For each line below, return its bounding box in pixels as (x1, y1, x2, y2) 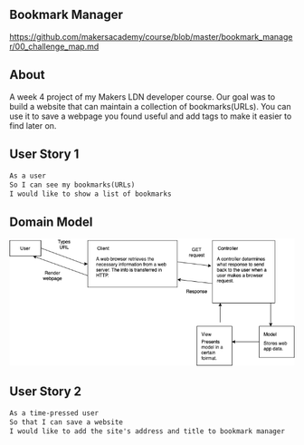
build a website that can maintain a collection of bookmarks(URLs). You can (9, 101, 291, 111)
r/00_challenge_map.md (9, 41, 100, 52)
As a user (9, 171, 47, 180)
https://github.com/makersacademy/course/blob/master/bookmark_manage (9, 31, 293, 42)
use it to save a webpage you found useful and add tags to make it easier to (9, 111, 292, 121)
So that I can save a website (9, 418, 124, 427)
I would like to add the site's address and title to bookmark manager (9, 427, 285, 436)
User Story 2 (9, 383, 82, 399)
